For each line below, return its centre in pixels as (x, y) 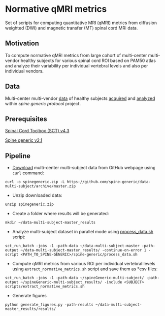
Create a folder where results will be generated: (61, 214)
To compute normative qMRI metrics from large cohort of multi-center (76, 55)
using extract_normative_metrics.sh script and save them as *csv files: (85, 269)
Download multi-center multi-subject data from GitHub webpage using (84, 168)
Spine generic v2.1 (24, 140)
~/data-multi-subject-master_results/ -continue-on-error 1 (83, 250)
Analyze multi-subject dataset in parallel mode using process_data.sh (83, 232)
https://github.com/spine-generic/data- (109, 182)
